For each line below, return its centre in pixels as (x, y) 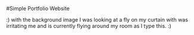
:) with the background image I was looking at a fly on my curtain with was (97, 20)
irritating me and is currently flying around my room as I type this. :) (89, 26)
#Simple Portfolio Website (38, 8)
